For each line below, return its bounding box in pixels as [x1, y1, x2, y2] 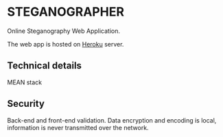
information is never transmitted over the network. [7, 123, 149, 132]
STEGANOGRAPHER [7, 4, 125, 20]
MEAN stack [7, 78, 43, 86]
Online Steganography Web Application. [7, 27, 121, 35]
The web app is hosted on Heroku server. [7, 40, 124, 48]
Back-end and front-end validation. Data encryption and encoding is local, [7, 116, 217, 124]
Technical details [7, 60, 82, 72]
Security [7, 98, 45, 110]
